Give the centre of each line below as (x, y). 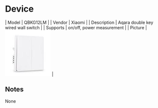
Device (19, 9)
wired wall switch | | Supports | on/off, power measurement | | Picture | (76, 27)
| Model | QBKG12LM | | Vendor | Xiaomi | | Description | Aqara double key (79, 22)
